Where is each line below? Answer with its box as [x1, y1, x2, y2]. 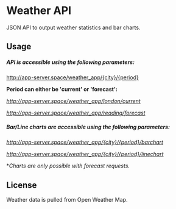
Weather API [6, 4, 72, 18]
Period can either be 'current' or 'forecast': [6, 86, 118, 93]
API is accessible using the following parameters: [6, 58, 135, 66]
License [6, 180, 37, 190]
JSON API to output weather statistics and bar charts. [6, 24, 141, 31]
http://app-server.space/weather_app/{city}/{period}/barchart [6, 138, 163, 146]
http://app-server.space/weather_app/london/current [6, 97, 141, 105]
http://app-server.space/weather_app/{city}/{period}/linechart [6, 151, 164, 158]
